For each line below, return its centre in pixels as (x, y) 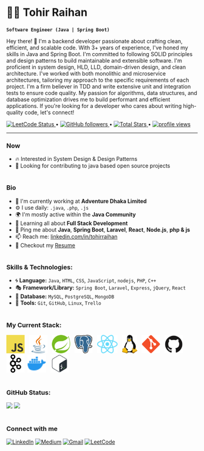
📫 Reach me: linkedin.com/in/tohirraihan (66, 236)
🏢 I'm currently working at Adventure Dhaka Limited (81, 201)
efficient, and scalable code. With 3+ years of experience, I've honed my (97, 48)
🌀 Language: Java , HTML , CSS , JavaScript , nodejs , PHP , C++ (86, 280)
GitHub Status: (29, 392)
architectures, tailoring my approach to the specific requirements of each (98, 80)
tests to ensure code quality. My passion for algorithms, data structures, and (102, 93)
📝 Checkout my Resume (45, 245)
